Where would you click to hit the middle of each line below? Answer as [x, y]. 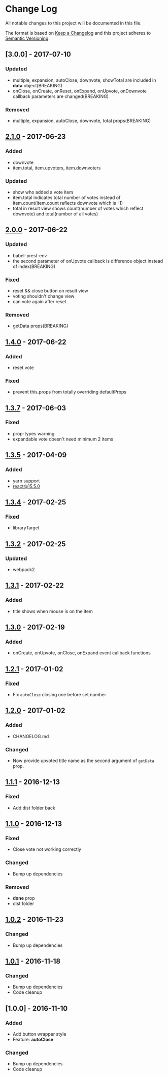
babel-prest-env [30, 255]
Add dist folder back [34, 807]
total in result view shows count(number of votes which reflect [78, 208]
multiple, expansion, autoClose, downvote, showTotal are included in [84, 80]
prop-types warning [33, 433]
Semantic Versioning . [27, 38]
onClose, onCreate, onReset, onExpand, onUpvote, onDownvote [80, 91]
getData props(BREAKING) [40, 326]
